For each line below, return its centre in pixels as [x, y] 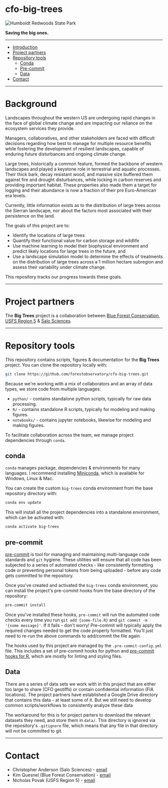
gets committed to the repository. [39, 575]
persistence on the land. [30, 215]
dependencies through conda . [35, 440]
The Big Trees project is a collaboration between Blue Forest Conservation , [82, 315]
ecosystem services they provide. [40, 128]
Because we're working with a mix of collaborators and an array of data [79, 383]
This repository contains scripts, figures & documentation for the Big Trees [82, 359]
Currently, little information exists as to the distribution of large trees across [83, 205]
